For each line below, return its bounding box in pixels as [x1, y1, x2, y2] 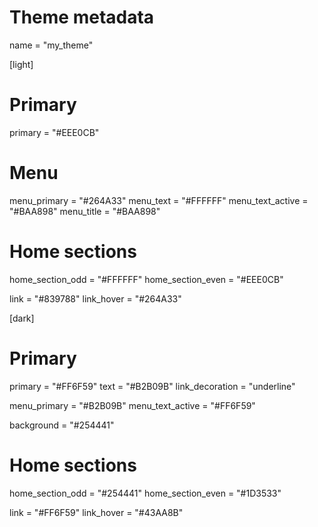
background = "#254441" [9, 419, 115, 431]
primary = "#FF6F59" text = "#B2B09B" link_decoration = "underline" [9, 380, 296, 392]
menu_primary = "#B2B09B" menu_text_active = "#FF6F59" [9, 399, 256, 411]
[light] [9, 58, 34, 70]
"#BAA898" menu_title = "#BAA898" [9, 205, 161, 217]
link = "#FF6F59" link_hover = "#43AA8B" [9, 506, 184, 518]
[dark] [9, 312, 35, 324]
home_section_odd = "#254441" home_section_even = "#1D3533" [9, 487, 282, 499]
